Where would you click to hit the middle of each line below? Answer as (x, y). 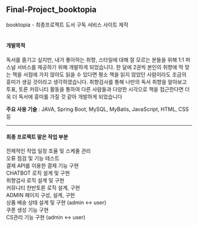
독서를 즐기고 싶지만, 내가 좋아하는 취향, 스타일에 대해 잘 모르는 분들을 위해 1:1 (95, 60)
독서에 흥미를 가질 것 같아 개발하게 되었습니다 (70, 97)
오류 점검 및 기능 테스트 (33, 158)
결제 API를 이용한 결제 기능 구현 (42, 166)
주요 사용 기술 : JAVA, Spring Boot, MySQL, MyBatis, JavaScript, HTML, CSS (98, 109)
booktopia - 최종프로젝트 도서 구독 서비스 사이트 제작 (67, 24)
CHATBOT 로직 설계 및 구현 (38, 173)
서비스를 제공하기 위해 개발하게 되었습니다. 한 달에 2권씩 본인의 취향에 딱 (100, 67)
